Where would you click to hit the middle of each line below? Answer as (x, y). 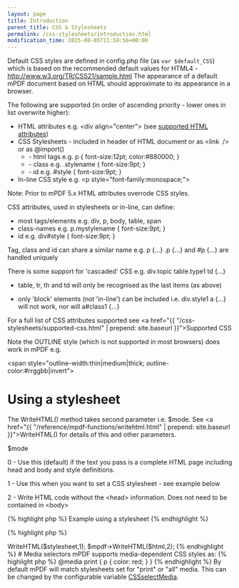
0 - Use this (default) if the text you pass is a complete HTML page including (120, 462)
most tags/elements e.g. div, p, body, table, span (90, 221)
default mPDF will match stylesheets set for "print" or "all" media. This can (117, 569)
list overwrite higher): (39, 113)
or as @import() (41, 149)
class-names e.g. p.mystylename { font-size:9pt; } (92, 228)
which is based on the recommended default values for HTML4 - (103, 69)
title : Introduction (38, 21)
